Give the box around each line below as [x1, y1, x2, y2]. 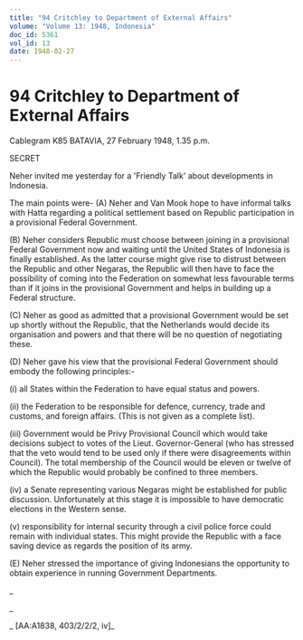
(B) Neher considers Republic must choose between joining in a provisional [9, 235, 289, 246]
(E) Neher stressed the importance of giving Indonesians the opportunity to [9, 558, 290, 569]
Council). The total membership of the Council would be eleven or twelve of [9, 457, 292, 468]
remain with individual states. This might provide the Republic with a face [9, 531, 282, 542]
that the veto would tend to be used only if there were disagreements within [9, 448, 291, 459]
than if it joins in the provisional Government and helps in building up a [9, 283, 271, 294]
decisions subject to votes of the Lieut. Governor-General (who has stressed [9, 438, 295, 449]
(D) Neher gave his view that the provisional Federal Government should [9, 356, 279, 367]
